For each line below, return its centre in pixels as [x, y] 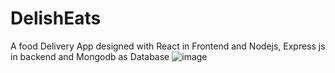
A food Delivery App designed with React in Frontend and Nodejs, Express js [168, 46]
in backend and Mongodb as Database [90, 56]
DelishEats [56, 18]
